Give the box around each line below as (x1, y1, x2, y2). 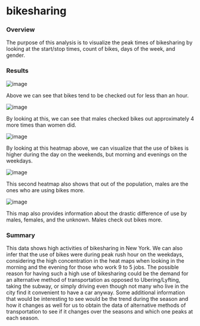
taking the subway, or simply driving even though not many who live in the (6, 282, 189, 290)
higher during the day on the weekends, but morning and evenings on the (6, 150, 187, 158)
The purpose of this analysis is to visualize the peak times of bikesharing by (6, 39, 193, 46)
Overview (6, 26, 35, 34)
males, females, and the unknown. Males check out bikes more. (6, 216, 163, 223)
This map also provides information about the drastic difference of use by (6, 210, 187, 217)
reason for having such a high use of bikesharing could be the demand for (6, 270, 189, 277)
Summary (6, 231, 36, 239)
